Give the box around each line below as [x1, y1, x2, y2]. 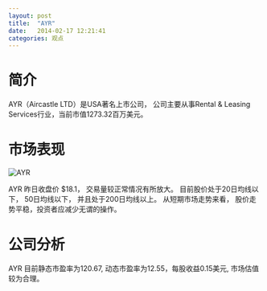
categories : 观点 [8, 34, 64, 43]
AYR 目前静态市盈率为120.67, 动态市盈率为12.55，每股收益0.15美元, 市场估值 [8, 264, 260, 273]
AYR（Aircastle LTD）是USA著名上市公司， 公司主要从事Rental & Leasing [8, 100, 251, 109]
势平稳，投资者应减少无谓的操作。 [8, 204, 121, 214]
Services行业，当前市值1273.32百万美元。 [8, 109, 148, 119]
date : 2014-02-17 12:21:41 [8, 27, 106, 35]
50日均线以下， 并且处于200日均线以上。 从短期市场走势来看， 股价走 [23, 195, 257, 204]
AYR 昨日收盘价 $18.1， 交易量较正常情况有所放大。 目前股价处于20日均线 [8, 184, 252, 194]
